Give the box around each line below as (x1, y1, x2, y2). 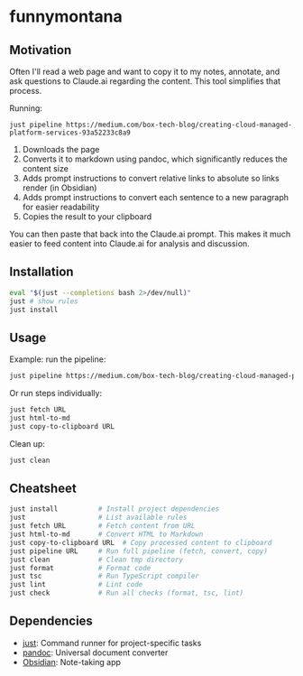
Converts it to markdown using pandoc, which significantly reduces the (22, 153, 288, 164)
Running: (9, 103, 43, 114)
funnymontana (9, 6, 124, 27)
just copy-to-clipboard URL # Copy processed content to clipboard (9, 538, 272, 547)
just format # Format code (9, 563, 151, 572)
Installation (9, 264, 74, 280)
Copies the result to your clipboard (22, 211, 151, 222)
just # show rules (9, 296, 78, 306)
